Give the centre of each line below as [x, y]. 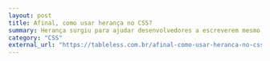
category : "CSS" [35, 38]
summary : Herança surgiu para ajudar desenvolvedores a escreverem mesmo [135, 30]
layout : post [30, 15]
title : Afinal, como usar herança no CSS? [80, 23]
